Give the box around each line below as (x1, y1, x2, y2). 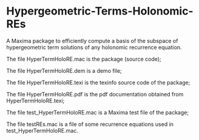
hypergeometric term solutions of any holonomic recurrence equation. (6, 44, 182, 51)
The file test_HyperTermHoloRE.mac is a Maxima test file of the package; (6, 108, 189, 116)
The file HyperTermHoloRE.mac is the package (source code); (6, 55, 162, 62)
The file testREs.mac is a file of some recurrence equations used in (6, 120, 174, 128)
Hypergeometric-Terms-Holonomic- (6, 4, 194, 18)
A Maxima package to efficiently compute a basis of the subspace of (6, 37, 178, 44)
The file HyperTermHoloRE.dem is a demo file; (6, 67, 123, 74)
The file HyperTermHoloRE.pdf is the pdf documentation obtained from (6, 90, 184, 98)
